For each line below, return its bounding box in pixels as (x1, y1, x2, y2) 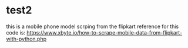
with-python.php (6, 35, 47, 42)
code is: (6, 29, 25, 36)
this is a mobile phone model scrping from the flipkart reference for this (6, 23, 179, 30)
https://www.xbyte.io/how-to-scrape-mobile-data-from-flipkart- (26, 29, 183, 36)
